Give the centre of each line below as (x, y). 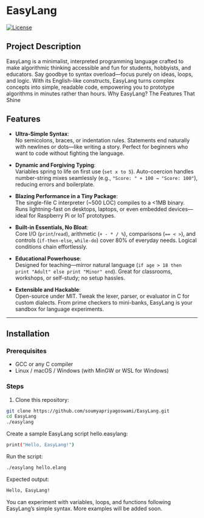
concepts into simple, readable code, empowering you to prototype (90, 87)
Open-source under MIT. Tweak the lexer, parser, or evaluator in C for (102, 296)
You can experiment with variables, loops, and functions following (89, 502)
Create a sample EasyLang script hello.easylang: (67, 434)
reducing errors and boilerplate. (55, 184)
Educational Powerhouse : (48, 258)
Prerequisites (26, 351)
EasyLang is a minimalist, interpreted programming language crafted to (95, 61)
